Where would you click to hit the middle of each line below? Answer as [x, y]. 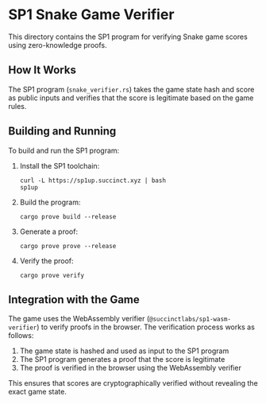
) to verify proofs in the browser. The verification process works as [146, 327]
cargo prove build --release [68, 216]
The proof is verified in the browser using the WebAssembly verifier [131, 368]
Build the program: [50, 202]
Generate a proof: [48, 231]
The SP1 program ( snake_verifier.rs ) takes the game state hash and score [131, 89]
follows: [21, 336]
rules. [17, 106]
